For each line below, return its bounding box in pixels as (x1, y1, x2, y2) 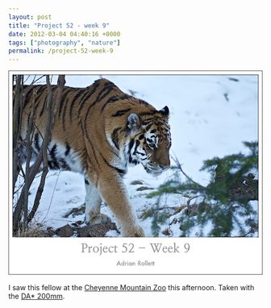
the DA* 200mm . (8, 291, 65, 302)
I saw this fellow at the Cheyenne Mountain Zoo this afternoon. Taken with (8, 283, 255, 293)
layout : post (8, 13, 52, 21)
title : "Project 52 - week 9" (8, 21, 110, 30)
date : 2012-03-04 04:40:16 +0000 (8, 30, 121, 38)
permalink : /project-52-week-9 (8, 47, 114, 56)
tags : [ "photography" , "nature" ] (8, 39, 121, 47)
